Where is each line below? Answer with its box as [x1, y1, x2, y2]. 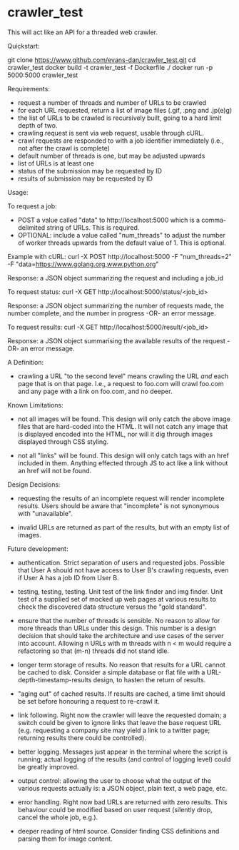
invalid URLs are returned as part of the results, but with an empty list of [17, 522, 230, 532]
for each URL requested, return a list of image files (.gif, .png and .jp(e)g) [17, 106, 233, 114]
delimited [17, 223, 46, 232]
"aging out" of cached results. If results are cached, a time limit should [17, 689, 225, 698]
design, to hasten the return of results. [93, 675, 206, 684]
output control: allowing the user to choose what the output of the [17, 776, 212, 785]
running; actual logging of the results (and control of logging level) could [17, 754, 231, 764]
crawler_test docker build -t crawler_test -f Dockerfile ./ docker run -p [7, 63, 213, 71]
